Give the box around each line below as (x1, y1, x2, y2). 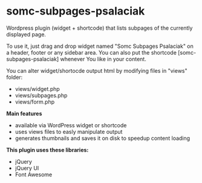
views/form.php (15, 98, 55, 105)
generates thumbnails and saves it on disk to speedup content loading (15, 135, 191, 142)
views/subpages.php (15, 91, 68, 99)
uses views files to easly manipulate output (15, 128, 123, 135)
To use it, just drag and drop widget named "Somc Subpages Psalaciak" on (6, 42, 194, 50)
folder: (6, 73, 23, 81)
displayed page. (6, 30, 47, 38)
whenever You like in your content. (60, 55, 146, 62)
